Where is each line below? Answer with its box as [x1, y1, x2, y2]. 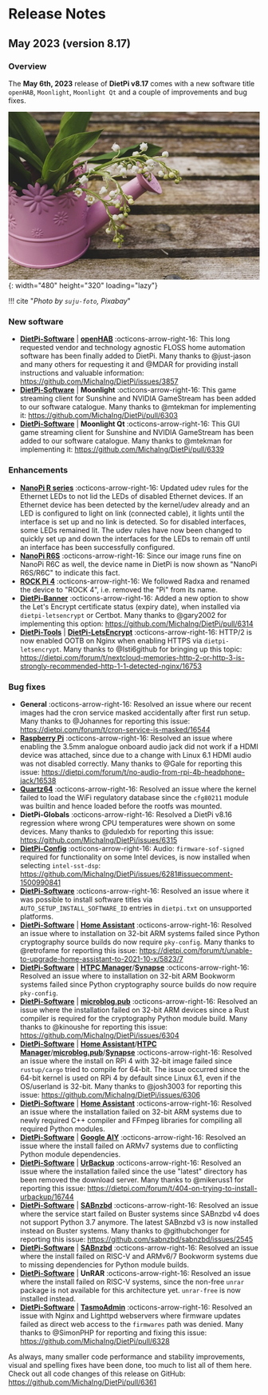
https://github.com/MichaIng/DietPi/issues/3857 [19, 377, 179, 386]
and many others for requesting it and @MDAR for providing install [19, 360, 238, 369]
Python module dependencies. [19, 1150, 121, 1159]
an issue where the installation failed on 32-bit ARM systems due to [19, 1107, 242, 1117]
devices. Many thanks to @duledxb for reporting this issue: [19, 827, 214, 836]
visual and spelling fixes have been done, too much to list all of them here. [8, 1361, 252, 1370]
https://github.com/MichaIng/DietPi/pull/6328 [19, 1337, 170, 1346]
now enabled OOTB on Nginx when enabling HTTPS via [19, 636, 203, 645]
